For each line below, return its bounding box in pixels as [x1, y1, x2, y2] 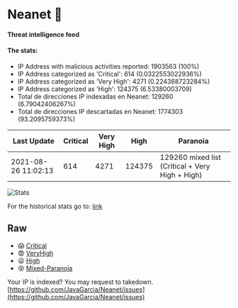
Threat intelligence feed [7, 30, 80, 38]
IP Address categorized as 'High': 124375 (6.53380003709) [17, 84, 193, 93]
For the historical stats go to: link [7, 202, 103, 210]
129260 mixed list [159, 152, 222, 162]
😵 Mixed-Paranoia [17, 263, 73, 272]
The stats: [7, 46, 38, 55]
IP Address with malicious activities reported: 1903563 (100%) [17, 62, 200, 70]
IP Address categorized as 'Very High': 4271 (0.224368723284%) [17, 77, 210, 86]
